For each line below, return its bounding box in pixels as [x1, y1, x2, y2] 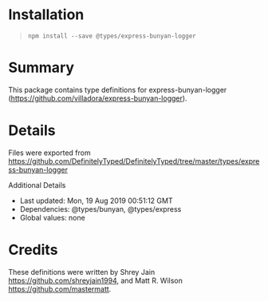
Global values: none [19, 213, 85, 222]
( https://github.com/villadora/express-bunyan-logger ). [8, 93, 187, 103]
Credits [8, 241, 58, 259]
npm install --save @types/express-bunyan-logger [27, 32, 197, 40]
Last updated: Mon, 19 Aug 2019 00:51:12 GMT [19, 196, 173, 205]
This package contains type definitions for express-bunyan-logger [8, 85, 227, 94]
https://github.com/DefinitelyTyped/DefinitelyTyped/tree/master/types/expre [8, 156, 260, 165]
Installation [8, 6, 85, 24]
